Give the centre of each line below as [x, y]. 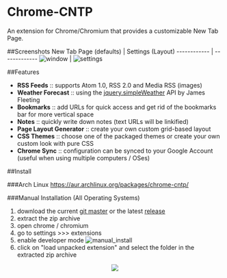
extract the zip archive [49, 218]
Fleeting [28, 99]
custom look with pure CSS [55, 143]
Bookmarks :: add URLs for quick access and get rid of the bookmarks [117, 107]
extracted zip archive [47, 255]
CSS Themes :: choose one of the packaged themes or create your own [118, 136]
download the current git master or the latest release [91, 211]
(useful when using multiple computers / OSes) [83, 157]
